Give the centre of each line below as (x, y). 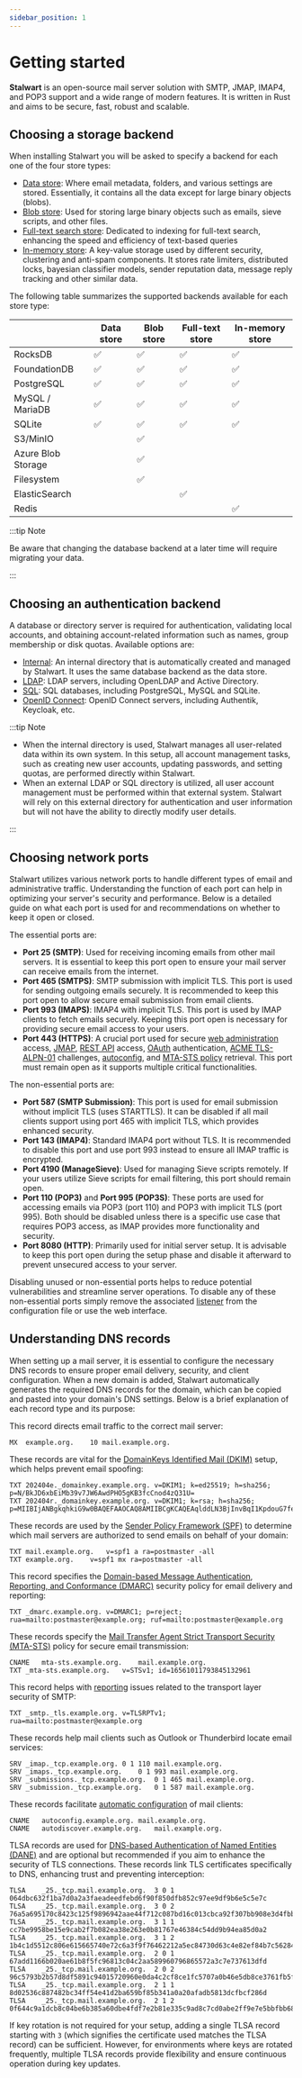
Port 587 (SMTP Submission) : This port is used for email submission (150, 1102)
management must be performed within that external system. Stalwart (152, 792)
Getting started (67, 62)
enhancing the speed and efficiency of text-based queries (130, 240)
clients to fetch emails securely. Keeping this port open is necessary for (155, 1019)
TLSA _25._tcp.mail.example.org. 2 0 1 (92, 1953)
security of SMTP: (43, 1696)
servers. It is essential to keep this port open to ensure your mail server (154, 962)
